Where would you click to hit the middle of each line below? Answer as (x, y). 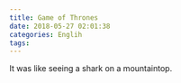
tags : (19, 43)
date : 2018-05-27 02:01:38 (60, 26)
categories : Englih (46, 34)
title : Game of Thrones (54, 18)
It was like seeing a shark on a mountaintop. (91, 69)
